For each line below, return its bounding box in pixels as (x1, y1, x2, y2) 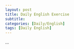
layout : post (5, 7, 32, 12)
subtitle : (5, 16, 26, 21)
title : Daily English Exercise (5, 12, 70, 17)
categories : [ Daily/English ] (5, 21, 65, 26)
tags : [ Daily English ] (5, 26, 52, 31)
